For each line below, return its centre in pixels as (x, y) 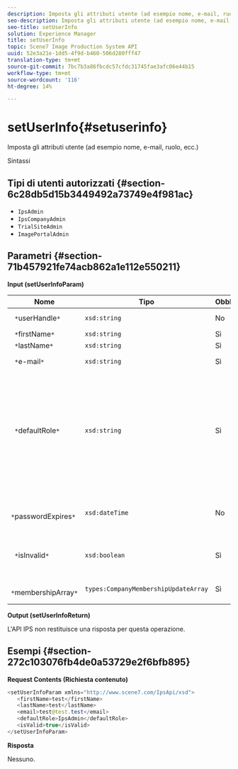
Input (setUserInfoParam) (46, 284)
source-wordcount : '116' (44, 80)
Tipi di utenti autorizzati (61, 183)
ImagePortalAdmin (43, 234)
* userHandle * (38, 318)
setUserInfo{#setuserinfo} (87, 127)
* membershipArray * (44, 592)
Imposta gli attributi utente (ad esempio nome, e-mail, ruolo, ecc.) (103, 147)
